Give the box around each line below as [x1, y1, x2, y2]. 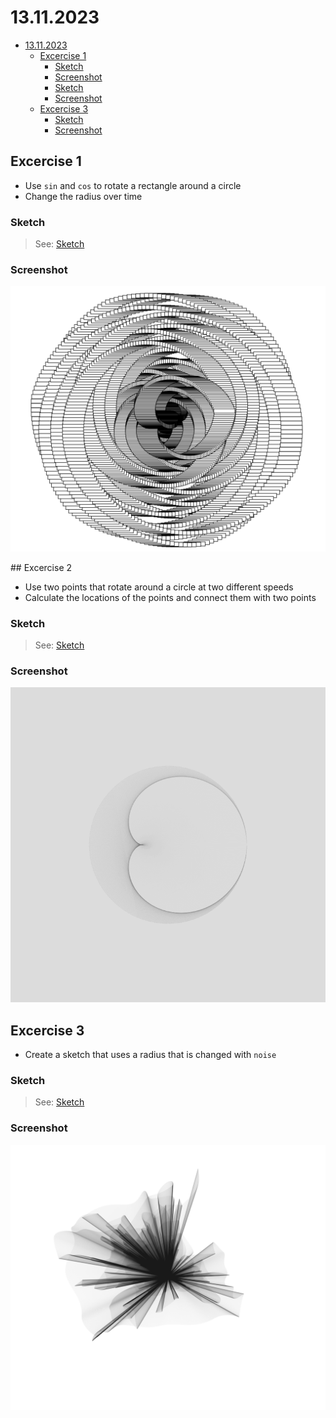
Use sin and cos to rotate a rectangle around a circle [24, 179, 242, 191]
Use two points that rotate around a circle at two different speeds [24, 581, 294, 593]
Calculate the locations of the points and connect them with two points [24, 591, 317, 603]
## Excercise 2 [10, 561, 73, 573]
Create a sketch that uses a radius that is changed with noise [24, 1049, 277, 1061]
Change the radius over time [24, 190, 143, 202]
